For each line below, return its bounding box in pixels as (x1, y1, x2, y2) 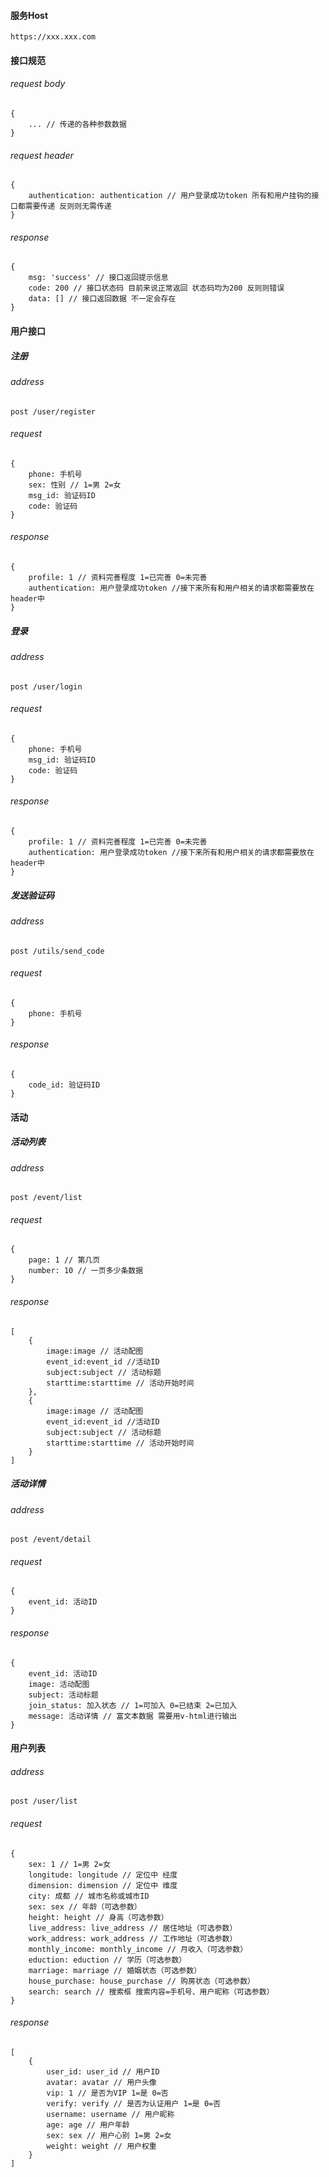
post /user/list (10, 1796, 78, 1807)
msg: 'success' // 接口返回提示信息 (28, 273, 169, 283)
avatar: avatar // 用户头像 (46, 2077, 157, 2087)
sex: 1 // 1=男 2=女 (28, 1859, 111, 1869)
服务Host (10, 9, 49, 21)
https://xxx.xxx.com (10, 32, 97, 42)
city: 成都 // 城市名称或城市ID (28, 1891, 150, 1901)
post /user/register (10, 406, 97, 417)
